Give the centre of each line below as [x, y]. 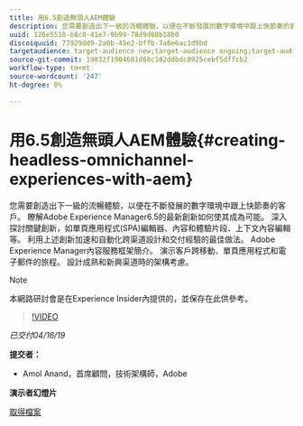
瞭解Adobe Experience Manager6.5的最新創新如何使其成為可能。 [148, 217]
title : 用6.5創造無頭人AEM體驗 [63, 18]
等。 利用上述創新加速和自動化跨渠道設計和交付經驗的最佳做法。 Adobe [142, 239]
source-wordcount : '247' [56, 77]
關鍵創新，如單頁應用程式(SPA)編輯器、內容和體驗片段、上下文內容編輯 [158, 227]
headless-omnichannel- [102, 160]
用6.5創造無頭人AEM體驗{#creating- [147, 140]
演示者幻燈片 [33, 393]
